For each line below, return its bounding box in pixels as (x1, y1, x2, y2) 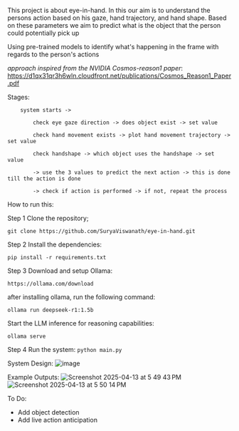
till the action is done (7, 175, 81, 182)
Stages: (7, 93, 30, 101)
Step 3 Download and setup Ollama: (7, 266, 113, 275)
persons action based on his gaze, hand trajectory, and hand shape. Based (7, 14, 227, 22)
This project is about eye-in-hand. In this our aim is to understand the (7, 6, 211, 14)
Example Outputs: (7, 373, 60, 381)
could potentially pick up (7, 28, 80, 37)
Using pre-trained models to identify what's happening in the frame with (7, 43, 219, 51)
